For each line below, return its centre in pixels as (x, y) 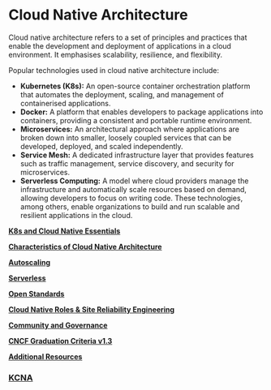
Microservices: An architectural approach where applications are (129, 129)
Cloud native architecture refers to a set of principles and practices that (128, 37)
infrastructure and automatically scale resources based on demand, (133, 189)
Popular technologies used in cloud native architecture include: (114, 70)
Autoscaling (30, 262)
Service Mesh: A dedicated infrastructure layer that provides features (137, 155)
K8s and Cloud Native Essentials (65, 231)
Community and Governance (58, 325)
